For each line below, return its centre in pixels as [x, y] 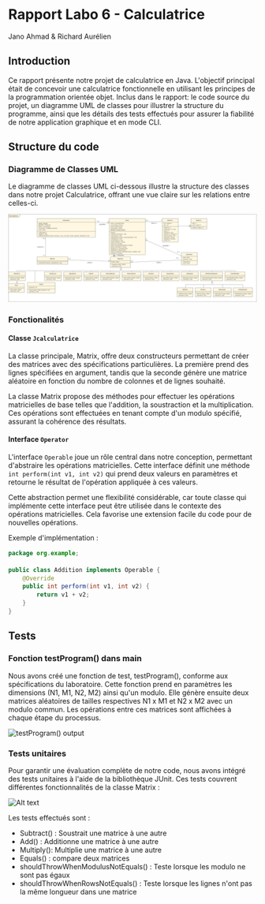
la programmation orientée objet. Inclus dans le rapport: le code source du [129, 97]
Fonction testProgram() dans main [75, 659]
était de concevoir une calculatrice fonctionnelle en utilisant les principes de [132, 88]
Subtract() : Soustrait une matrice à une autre [93, 833]
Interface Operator [39, 439]
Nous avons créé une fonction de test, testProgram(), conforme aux [118, 675]
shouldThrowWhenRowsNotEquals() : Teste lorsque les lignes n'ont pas [136, 883]
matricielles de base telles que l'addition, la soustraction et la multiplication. [131, 405]
